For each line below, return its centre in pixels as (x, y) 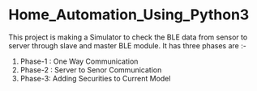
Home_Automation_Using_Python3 (129, 15)
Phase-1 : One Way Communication (79, 61)
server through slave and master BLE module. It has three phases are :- (128, 45)
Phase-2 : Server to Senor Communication (91, 69)
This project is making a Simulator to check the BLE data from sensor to (128, 37)
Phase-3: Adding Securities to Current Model (95, 78)
